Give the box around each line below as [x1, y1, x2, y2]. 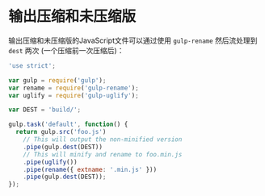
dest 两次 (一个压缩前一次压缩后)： [8, 45, 124, 55]
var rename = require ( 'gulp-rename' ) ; [8, 84, 139, 92]
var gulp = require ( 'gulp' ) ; [8, 76, 107, 85]
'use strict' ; [8, 61, 57, 69]
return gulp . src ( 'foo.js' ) [15, 128, 107, 136]
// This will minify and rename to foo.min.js [23, 150, 183, 158]
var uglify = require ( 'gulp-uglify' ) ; [8, 91, 139, 99]
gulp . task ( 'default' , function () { [8, 120, 128, 129]
